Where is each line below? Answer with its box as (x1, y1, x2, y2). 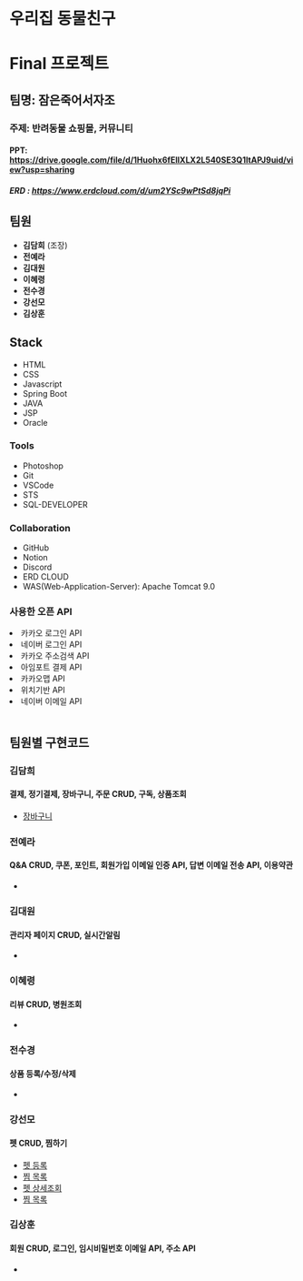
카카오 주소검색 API (21, 651, 90, 661)
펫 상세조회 (22, 1182, 63, 1193)
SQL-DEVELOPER (22, 499, 88, 509)
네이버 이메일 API (21, 696, 83, 707)
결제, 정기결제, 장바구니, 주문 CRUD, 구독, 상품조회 (9, 789, 188, 800)
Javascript (22, 378, 63, 389)
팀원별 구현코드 (9, 734, 90, 751)
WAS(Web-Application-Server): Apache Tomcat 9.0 (22, 581, 216, 592)
